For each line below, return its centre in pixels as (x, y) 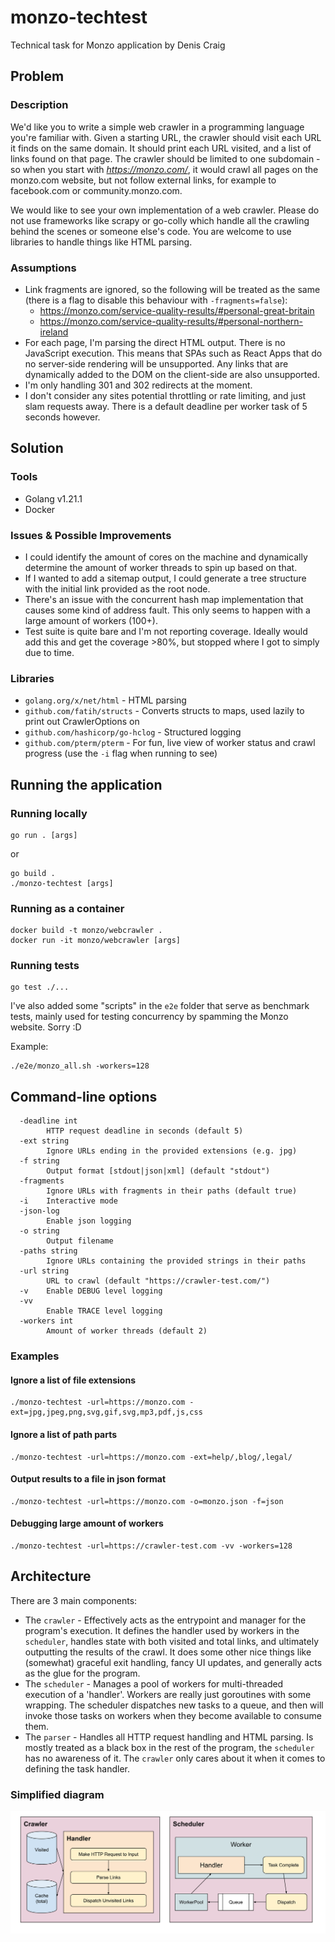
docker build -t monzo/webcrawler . (86, 931)
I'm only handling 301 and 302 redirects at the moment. (138, 385)
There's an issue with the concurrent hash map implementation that (164, 599)
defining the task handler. (77, 1768)
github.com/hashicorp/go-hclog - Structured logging (133, 732)
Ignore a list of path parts (64, 1435)
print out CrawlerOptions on (82, 722)
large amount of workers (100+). (91, 620)
